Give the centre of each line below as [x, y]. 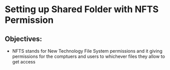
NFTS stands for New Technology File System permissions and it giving [87, 51]
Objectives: [23, 39]
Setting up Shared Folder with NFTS [82, 9]
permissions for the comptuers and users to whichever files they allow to [89, 56]
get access [24, 62]
